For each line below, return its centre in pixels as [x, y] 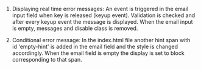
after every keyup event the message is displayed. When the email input [102, 22]
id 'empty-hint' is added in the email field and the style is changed [95, 46]
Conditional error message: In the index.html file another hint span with [101, 40]
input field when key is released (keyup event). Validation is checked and [104, 15]
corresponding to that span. [47, 60]
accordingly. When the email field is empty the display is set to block [98, 53]
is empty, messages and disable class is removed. [75, 28]
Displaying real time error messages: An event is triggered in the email [100, 9]
